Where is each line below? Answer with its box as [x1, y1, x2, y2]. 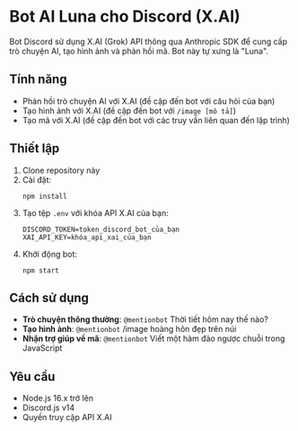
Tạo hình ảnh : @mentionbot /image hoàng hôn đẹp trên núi [22, 324, 237, 335]
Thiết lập [9, 141, 60, 157]
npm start [22, 265, 60, 275]
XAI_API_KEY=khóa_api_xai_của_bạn [22, 232, 152, 242]
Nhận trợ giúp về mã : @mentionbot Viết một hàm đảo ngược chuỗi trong [22, 333, 285, 344]
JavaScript [22, 343, 63, 354]
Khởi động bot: [22, 248, 78, 259]
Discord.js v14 [22, 402, 75, 413]
